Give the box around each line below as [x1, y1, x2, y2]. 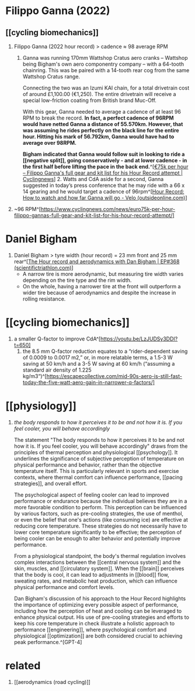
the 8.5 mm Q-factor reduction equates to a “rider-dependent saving [22, 348, 188, 355]
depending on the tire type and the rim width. [22, 277, 132, 284]
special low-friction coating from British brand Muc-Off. [22, 97, 157, 104]
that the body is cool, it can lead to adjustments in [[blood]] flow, [13, 571, 170, 578]
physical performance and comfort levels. [13, 583, 115, 590]
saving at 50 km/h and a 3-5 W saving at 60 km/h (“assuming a [22, 360, 175, 367]
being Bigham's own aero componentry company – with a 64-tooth [22, 60, 184, 67]
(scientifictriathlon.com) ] [13, 264, 74, 271]
